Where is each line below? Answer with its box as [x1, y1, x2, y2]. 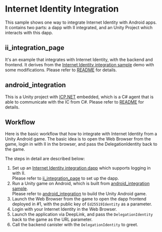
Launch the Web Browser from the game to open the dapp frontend [12, 196, 147, 202]
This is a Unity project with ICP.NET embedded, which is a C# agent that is [5, 93, 154, 100]
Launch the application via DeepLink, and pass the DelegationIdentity [12, 212, 153, 217]
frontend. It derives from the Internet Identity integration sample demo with [5, 62, 154, 67]
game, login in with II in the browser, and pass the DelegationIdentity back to [5, 141, 158, 147]
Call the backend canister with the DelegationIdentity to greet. [12, 222, 139, 228]
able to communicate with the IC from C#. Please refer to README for [5, 99, 144, 105]
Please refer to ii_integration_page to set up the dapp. [12, 175, 119, 181]
